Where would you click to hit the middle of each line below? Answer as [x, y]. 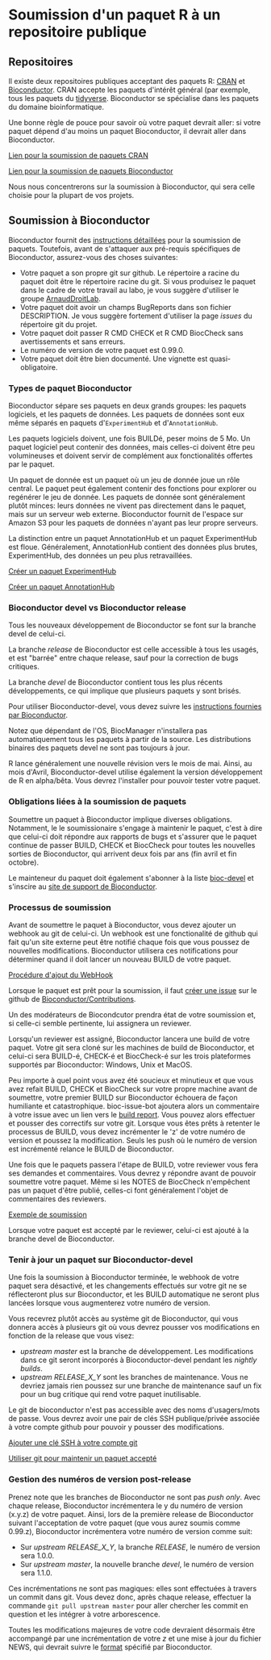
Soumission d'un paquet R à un [115, 15]
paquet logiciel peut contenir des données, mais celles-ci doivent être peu [132, 447]
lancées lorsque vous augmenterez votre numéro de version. [110, 1303]
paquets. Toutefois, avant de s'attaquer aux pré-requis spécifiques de [124, 249]
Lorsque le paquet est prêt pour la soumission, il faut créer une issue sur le [133, 990]
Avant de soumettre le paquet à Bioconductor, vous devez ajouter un [122, 925]
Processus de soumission [60, 908]
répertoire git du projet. [59, 324]
